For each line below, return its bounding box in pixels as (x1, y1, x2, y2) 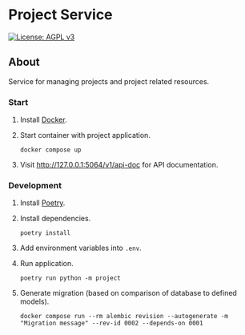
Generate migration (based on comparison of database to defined (19, 289, 238, 298)
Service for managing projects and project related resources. (8, 76, 210, 86)
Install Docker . (19, 115, 67, 125)
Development (8, 180, 62, 191)
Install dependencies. (19, 214, 91, 224)
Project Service (8, 6, 114, 24)
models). (19, 297, 50, 306)
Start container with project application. (19, 131, 151, 140)
